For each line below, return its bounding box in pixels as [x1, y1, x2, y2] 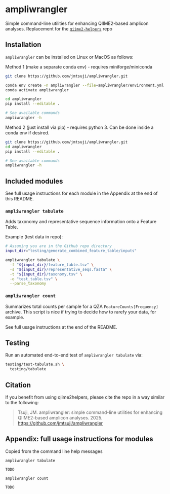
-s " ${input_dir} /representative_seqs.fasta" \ [10, 267, 112, 272]
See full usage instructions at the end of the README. [5, 324, 117, 330]
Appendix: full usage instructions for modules [5, 435, 153, 443]
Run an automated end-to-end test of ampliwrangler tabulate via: [5, 352, 143, 358]
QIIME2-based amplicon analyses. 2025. [17, 415, 103, 421]
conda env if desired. [5, 129, 50, 135]
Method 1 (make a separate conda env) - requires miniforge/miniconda [5, 63, 153, 69]
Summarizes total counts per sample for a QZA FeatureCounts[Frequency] [5, 303, 158, 309]
